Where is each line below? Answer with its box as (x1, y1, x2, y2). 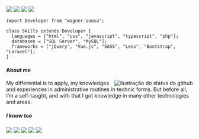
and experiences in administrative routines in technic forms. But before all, (6, 86, 188, 93)
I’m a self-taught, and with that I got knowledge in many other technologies (6, 92, 190, 99)
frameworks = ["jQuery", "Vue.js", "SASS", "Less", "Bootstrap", (11, 44, 176, 50)
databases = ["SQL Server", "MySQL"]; (11, 38, 108, 44)
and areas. (6, 98, 33, 106)
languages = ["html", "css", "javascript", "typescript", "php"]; (11, 33, 179, 39)
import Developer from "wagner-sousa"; (6, 18, 105, 24)
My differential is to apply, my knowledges (6, 80, 110, 87)
